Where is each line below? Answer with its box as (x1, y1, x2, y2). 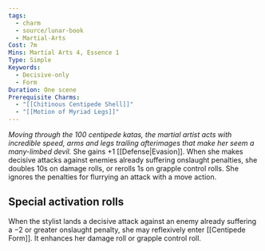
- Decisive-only (15, 71, 69, 79)
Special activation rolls (8, 195, 125, 209)
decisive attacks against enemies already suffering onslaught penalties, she (8, 155, 258, 164)
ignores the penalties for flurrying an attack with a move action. (8, 172, 217, 182)
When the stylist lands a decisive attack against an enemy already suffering (8, 216, 257, 226)
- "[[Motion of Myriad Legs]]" (15, 108, 120, 116)
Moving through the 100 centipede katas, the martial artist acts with (8, 130, 232, 139)
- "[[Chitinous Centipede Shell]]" (15, 100, 134, 108)
